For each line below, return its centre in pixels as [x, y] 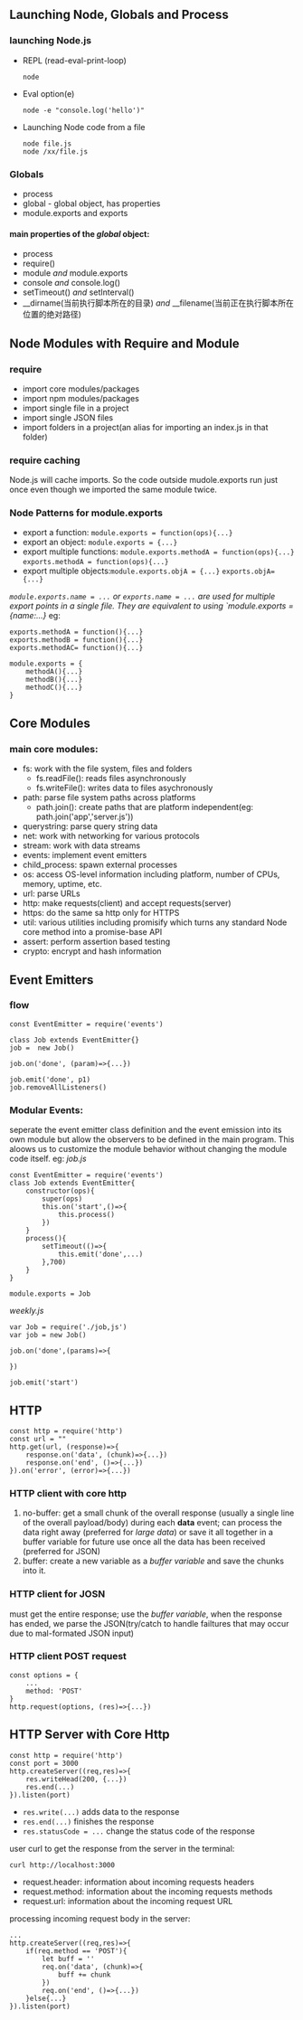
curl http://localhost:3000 [62, 1865]
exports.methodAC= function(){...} [76, 648]
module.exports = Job [50, 1294]
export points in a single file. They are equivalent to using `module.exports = [151, 606]
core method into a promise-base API [92, 932]
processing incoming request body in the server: [100, 1918]
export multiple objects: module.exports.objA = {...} [121, 571]
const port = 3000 [44, 1763]
